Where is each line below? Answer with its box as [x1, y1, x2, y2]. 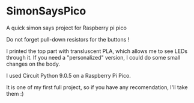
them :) [6, 90, 24, 97]
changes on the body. [6, 60, 60, 67]
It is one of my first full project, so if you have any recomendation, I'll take [6, 83, 188, 91]
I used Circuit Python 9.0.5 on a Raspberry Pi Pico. [6, 72, 131, 79]
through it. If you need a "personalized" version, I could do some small [6, 54, 181, 61]
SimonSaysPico [6, 4, 86, 18]
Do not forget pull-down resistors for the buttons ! [6, 36, 130, 43]
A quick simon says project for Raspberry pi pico [6, 24, 127, 31]
